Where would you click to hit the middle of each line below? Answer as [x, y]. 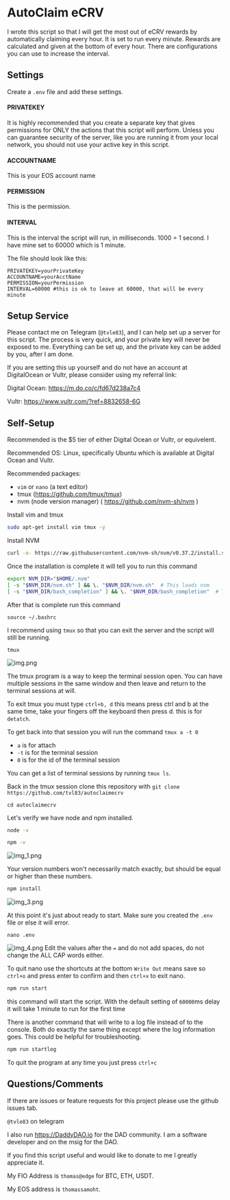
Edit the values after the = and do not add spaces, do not [124, 948]
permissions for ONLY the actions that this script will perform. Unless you [111, 130]
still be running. [29, 637]
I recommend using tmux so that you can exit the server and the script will [111, 630]
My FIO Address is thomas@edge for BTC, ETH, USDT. [80, 1175]
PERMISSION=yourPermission [46, 283]
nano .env [21, 936]
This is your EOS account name [51, 176]
